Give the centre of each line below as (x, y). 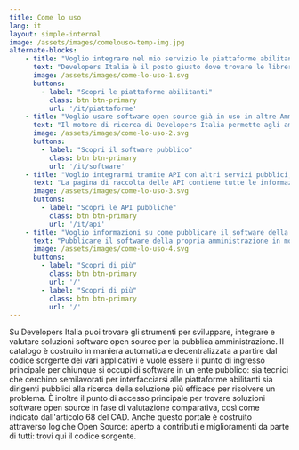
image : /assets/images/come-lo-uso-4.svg (111, 249)
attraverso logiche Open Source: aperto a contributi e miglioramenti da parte (149, 427)
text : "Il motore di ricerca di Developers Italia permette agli (156, 125)
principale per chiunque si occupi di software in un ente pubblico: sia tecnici (149, 370)
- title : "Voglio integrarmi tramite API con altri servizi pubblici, (159, 174)
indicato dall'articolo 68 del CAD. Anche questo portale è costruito (130, 417)
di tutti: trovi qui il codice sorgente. (73, 436)
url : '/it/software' (87, 166)
